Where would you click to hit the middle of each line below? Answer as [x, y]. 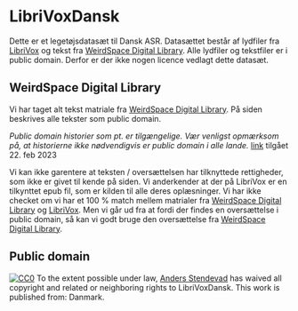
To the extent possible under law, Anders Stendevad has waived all [159, 278]
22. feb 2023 [33, 155]
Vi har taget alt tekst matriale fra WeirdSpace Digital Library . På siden [136, 109]
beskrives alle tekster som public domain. [85, 118]
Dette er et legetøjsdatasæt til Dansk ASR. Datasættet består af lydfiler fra [145, 41]
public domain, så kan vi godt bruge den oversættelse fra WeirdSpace [137, 219]
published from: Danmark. [57, 297]
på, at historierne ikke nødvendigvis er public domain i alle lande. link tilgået [149, 145]
